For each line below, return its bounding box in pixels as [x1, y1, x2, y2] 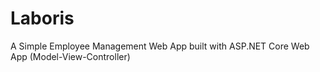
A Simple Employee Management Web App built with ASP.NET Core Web [10, 40, 310, 52]
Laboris [10, 7, 75, 30]
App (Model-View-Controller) [10, 50, 131, 62]
